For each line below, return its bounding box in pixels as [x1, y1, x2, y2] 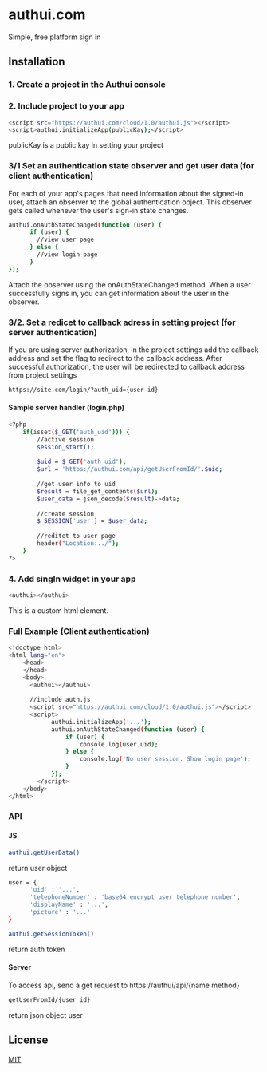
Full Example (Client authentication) [8, 625, 150, 636]
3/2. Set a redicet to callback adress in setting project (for [8, 317, 236, 328]
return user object [8, 863, 68, 872]
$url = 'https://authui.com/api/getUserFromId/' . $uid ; [37, 465, 223, 473]
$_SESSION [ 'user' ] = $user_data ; [37, 517, 148, 525]
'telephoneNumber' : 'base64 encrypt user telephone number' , [29, 893, 241, 901]
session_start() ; [37, 443, 94, 451]
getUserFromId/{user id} [8, 995, 91, 1003]
